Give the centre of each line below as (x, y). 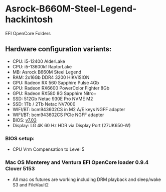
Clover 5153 (20, 168)
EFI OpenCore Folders (28, 33)
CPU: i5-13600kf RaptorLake (42, 66)
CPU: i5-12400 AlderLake (39, 61)
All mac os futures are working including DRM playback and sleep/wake (87, 179)
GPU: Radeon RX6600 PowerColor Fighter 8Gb (61, 88)
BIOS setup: (20, 138)
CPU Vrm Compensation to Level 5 (48, 149)
